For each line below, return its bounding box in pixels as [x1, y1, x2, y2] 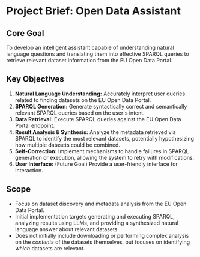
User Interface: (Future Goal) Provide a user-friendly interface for [14, 160, 178, 168]
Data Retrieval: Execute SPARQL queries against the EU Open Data [14, 115, 181, 122]
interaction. [14, 166, 43, 174]
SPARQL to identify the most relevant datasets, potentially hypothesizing [14, 135, 194, 142]
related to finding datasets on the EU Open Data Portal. [14, 96, 151, 103]
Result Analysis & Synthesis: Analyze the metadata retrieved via [14, 128, 176, 136]
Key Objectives [6, 74, 64, 85]
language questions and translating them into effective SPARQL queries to [6, 50, 189, 58]
